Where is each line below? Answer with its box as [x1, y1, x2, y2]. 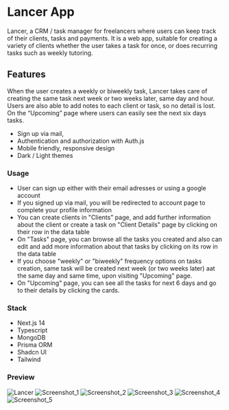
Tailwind [16, 355, 41, 364]
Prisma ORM [16, 341, 53, 349]
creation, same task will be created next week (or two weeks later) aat [16, 264, 215, 273]
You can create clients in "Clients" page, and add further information [16, 214, 211, 222]
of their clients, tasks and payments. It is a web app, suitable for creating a [7, 34, 218, 42]
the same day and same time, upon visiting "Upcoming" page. [16, 272, 193, 280]
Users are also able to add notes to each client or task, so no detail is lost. [7, 101, 216, 110]
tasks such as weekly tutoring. [7, 49, 93, 57]
